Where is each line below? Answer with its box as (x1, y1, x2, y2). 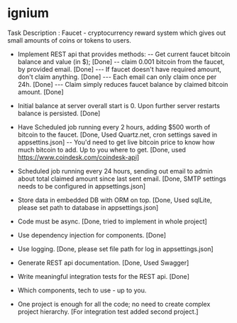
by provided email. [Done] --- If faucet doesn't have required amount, (17, 65, 222, 73)
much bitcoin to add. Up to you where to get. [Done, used (17, 145, 187, 154)
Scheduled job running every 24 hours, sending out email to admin (17, 166, 213, 175)
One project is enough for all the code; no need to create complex (17, 300, 211, 308)
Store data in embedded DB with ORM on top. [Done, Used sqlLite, (17, 196, 213, 204)
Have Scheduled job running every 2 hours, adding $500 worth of (17, 122, 211, 131)
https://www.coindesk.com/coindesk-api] (17, 153, 140, 161)
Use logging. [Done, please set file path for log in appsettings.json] (17, 244, 214, 253)
